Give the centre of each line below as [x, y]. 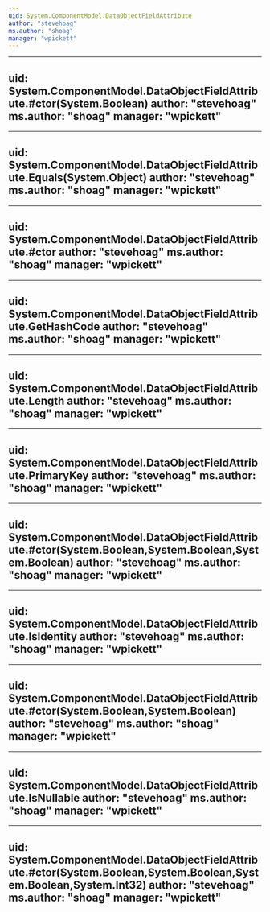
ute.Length [37, 400]
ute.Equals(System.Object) [78, 178]
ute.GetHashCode [54, 327]
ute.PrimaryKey [49, 475]
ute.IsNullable [44, 798]
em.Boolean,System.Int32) [78, 885]
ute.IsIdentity [43, 637]
